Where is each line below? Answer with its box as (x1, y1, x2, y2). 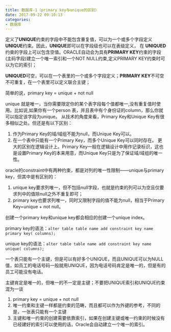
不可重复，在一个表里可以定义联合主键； (5, 79, 90, 85)
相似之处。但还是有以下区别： (9, 120, 72, 126)
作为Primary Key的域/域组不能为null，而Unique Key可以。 (12, 131, 134, 137)
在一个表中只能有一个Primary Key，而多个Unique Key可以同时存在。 (12, 137, 157, 144)
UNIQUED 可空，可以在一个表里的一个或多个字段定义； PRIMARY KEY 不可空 (5, 73, 164, 79)
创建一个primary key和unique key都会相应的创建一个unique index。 (5, 215, 148, 221)
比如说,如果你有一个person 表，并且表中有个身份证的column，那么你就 (14, 107, 163, 113)
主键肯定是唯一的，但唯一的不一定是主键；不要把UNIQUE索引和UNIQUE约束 (5, 279, 165, 286)
